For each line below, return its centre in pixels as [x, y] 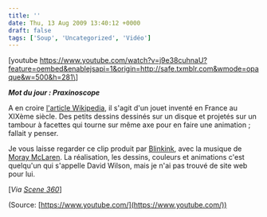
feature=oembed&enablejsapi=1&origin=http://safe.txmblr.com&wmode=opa [133, 69]
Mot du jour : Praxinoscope [54, 93]
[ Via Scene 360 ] [35, 190]
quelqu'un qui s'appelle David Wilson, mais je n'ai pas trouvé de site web [128, 166]
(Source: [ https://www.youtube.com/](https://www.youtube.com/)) [118, 205]
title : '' [25, 15]
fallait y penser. [33, 134]
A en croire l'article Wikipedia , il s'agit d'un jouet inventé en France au [123, 108]
